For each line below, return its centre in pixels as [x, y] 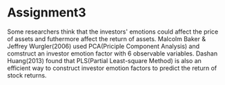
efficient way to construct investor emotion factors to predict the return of [112, 68]
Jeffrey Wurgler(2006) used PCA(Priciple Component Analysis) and [104, 46]
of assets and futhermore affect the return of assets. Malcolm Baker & [106, 38]
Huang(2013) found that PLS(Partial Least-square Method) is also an [105, 60]
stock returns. [27, 75]
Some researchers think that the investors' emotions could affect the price [113, 32]
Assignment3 [47, 13]
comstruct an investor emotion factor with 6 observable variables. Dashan [112, 53]
